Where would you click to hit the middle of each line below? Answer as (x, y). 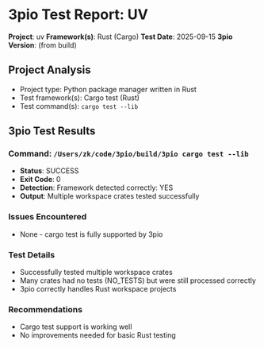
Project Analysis (50, 70)
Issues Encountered (48, 217)
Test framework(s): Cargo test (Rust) (80, 98)
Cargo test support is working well (76, 327)
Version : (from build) (42, 44)
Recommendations (46, 309)
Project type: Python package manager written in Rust (108, 89)
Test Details (32, 254)
